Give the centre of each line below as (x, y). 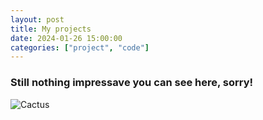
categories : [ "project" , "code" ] (80, 47)
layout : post (37, 19)
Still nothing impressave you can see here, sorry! (132, 83)
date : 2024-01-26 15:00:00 (66, 38)
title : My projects (51, 29)
